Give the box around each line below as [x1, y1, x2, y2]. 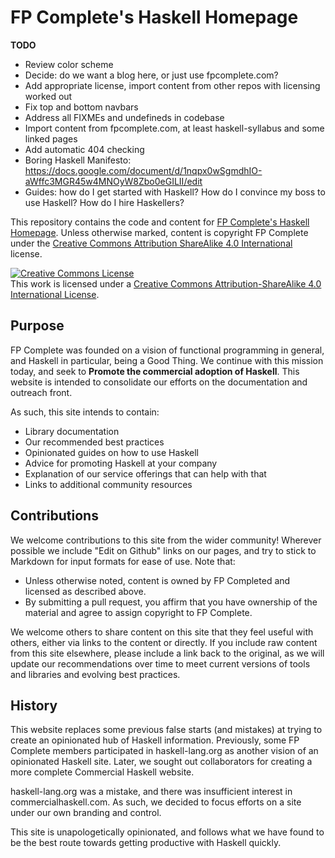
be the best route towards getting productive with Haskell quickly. [10, 837, 282, 849]
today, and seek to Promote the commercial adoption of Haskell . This [10, 365, 300, 377]
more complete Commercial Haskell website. [10, 766, 195, 778]
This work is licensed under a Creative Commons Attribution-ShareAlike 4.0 [10, 277, 322, 290]
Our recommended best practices [24, 436, 165, 448]
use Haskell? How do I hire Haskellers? [24, 196, 185, 208]
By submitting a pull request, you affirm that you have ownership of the [24, 596, 318, 608]
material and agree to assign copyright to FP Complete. [24, 606, 253, 618]
